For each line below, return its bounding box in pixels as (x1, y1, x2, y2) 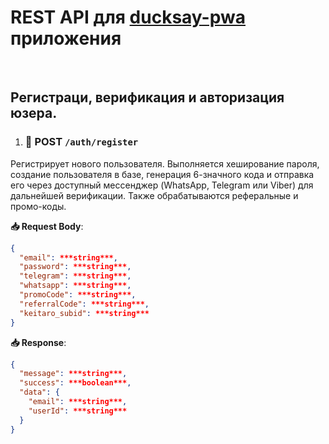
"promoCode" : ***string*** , (19, 290, 137, 300)
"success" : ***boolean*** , (19, 378, 132, 388)
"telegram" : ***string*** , (19, 271, 132, 281)
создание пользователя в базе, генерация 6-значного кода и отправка (10, 168, 315, 180)
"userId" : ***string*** (28, 406, 128, 416)
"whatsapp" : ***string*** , (19, 281, 132, 291)
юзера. (10, 105, 58, 122)
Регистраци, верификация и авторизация (10, 89, 285, 106)
